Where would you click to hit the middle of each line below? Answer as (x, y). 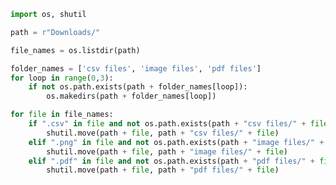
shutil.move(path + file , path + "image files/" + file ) (167, 151)
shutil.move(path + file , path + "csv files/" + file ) (163, 133)
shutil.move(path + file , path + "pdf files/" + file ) (163, 170)
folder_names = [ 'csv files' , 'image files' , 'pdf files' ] (136, 68)
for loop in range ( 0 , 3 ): (62, 78)
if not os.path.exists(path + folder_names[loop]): (138, 87)
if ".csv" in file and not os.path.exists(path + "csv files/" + (167, 124)
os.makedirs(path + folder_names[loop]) (131, 96)
